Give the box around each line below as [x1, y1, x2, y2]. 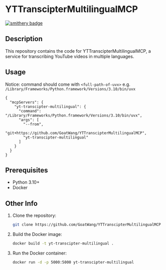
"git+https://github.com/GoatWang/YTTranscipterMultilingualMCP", [5, 130, 147, 136]
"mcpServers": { [10, 99, 44, 105]
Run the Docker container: [12, 250, 67, 256]
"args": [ [18, 117, 39, 122]
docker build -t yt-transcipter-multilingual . [12, 241, 114, 246]
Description [5, 35, 43, 43]
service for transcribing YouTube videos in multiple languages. [5, 53, 134, 59]
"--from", [23, 121, 44, 126]
